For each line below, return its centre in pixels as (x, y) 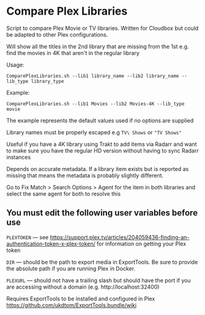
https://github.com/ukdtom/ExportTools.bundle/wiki (71, 305)
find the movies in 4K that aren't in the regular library (73, 52)
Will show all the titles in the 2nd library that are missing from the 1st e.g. (98, 46)
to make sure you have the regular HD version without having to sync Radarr (102, 150)
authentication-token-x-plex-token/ (51, 244)
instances (19, 157)
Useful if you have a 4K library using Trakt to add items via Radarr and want (102, 144)
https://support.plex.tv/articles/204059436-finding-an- (120, 237)
